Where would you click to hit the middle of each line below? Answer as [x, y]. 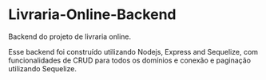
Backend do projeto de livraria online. [70, 36]
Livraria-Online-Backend [92, 15]
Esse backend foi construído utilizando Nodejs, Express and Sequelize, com [133, 51]
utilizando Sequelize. [43, 68]
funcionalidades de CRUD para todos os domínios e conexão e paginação [130, 60]
